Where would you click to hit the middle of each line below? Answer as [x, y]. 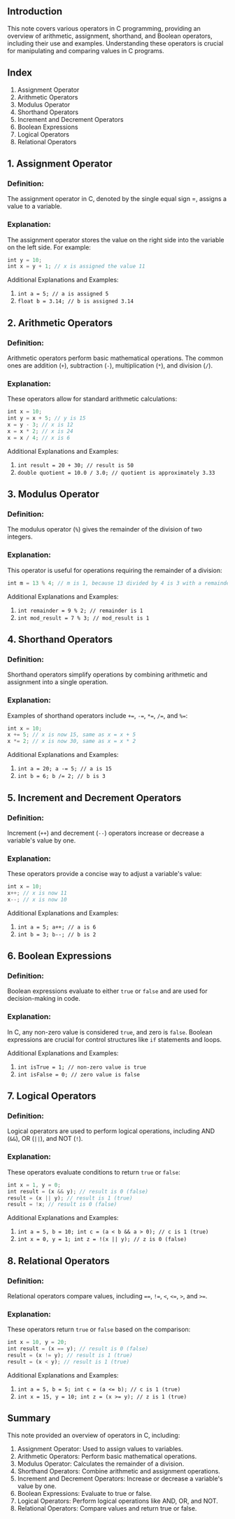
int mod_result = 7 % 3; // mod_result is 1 [83, 618]
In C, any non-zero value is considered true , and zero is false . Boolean [110, 1032]
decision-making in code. [44, 999]
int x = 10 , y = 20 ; [37, 1343]
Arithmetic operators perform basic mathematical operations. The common [115, 358]
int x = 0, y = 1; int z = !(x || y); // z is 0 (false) [102, 1240]
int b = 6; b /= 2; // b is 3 [62, 777]
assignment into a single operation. [58, 682]
